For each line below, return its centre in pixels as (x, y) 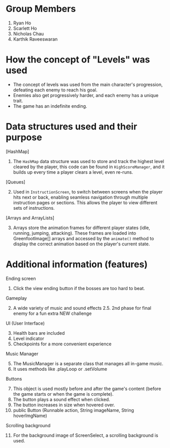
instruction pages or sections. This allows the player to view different (85, 202)
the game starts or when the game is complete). (63, 394)
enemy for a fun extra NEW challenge (52, 313)
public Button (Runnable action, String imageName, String (73, 410)
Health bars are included (39, 333)
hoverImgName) (30, 415)
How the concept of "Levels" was (78, 60)
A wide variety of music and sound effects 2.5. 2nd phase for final (82, 308)
